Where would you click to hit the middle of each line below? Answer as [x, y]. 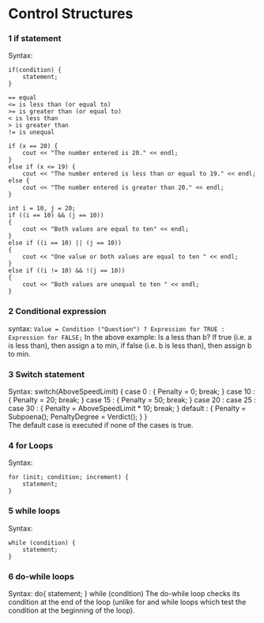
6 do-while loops [41, 576]
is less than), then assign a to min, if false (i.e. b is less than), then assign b [130, 345]
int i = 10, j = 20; [42, 209]
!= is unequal [32, 132]
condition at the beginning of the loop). [72, 610]
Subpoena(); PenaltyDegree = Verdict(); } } [78, 417]
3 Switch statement [47, 374]
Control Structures [71, 14]
